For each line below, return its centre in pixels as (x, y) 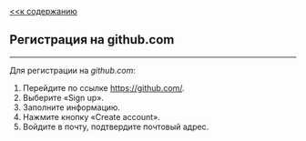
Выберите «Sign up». (63, 97)
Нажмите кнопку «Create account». (92, 116)
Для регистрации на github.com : (73, 70)
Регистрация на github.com (92, 40)
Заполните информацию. (71, 107)
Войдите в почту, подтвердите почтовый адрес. (116, 126)
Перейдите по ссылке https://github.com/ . (103, 87)
